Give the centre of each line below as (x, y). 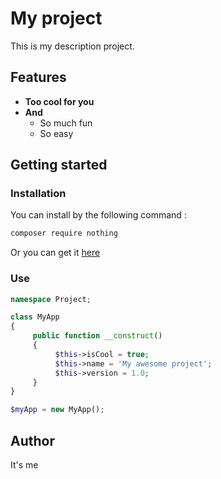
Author (32, 440)
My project (56, 18)
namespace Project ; (51, 299)
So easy (56, 133)
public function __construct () (97, 336)
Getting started (59, 165)
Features (38, 77)
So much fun (66, 123)
